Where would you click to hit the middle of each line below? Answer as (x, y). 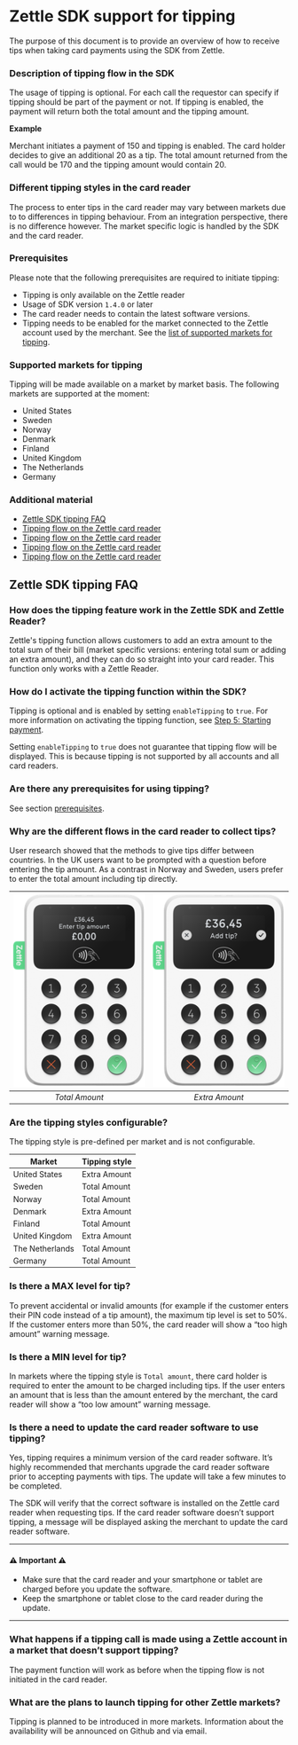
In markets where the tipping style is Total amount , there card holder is (138, 1376)
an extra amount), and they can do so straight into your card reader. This (142, 659)
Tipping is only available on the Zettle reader (103, 295)
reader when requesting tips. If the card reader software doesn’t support (142, 1513)
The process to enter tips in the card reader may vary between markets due (148, 207)
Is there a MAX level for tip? (70, 1286)
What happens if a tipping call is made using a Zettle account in (149, 1639)
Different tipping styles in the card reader (100, 188)
